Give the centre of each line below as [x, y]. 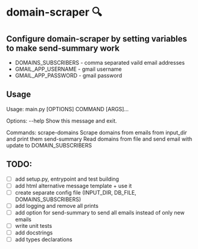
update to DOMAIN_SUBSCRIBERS [49, 145]
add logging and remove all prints [56, 205]
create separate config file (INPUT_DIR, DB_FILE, [76, 192]
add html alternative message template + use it [73, 186]
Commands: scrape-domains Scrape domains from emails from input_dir [97, 132]
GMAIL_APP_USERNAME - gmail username [68, 69]
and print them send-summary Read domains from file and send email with [99, 139]
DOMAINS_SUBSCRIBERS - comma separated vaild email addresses [100, 63]
